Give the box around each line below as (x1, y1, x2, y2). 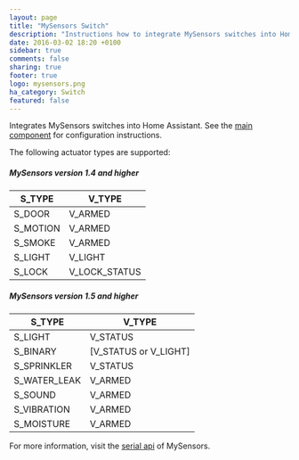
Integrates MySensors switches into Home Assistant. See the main (9, 120, 254, 131)
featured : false (9, 95, 69, 105)
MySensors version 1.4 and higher (9, 167, 140, 178)
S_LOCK (13, 266, 49, 278)
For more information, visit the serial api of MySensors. (9, 440, 211, 451)
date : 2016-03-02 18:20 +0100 (9, 37, 122, 47)
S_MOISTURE (13, 418, 71, 431)
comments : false (9, 54, 69, 63)
